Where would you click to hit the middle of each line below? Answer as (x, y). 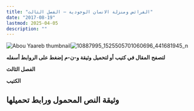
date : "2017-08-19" (31, 17)
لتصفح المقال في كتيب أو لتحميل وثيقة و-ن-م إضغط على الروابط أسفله (86, 57)
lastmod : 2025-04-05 (32, 23)
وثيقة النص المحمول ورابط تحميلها (63, 100)
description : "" (27, 29)
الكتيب (14, 81)
